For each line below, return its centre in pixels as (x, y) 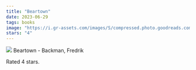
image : (14, 28)
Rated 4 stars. (23, 62)
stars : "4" (19, 33)
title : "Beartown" (28, 11)
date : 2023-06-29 (27, 17)
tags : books (20, 22)
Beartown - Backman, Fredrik (48, 51)
